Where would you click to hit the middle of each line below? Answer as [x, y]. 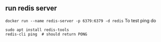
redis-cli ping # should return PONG [46, 34]
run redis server [31, 8]
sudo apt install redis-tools [37, 30]
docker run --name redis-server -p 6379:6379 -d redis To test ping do [81, 20]
